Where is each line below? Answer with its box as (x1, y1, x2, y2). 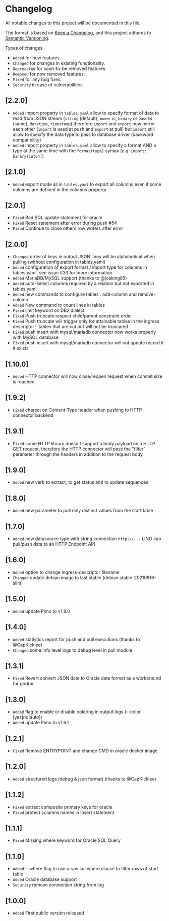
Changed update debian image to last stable (12, 574, 102, 581)
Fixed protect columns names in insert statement (12, 809, 115, 816)
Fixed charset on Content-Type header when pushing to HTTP (12, 407, 142, 413)
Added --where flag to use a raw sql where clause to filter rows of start (12, 866, 158, 872)
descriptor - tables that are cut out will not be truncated (12, 324, 128, 330)
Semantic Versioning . (5, 35, 49, 41)
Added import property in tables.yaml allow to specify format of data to (12, 110, 159, 116)
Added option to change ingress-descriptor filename (12, 569, 120, 575)
